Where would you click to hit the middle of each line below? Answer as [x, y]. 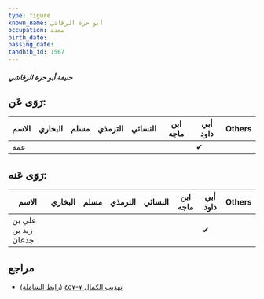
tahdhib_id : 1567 [37, 52]
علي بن [24, 220]
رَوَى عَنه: [27, 175]
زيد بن [22, 231]
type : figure [29, 15]
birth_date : [27, 37]
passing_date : [31, 45]
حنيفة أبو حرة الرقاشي [40, 77]
